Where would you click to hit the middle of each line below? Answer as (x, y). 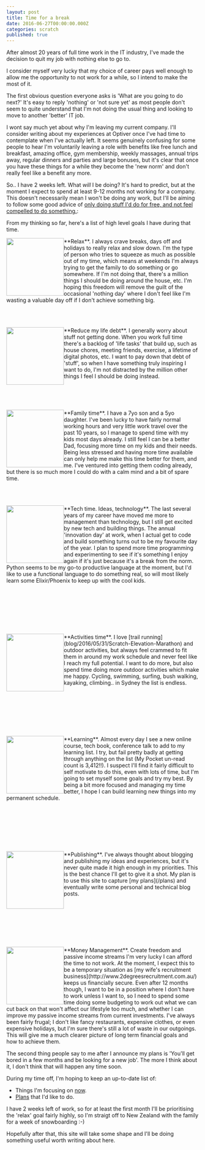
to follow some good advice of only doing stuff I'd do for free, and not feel (100, 205)
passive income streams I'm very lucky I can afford (128, 957)
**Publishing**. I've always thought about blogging (129, 854)
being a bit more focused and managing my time (125, 785)
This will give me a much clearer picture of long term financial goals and (97, 1035)
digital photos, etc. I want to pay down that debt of (127, 356)
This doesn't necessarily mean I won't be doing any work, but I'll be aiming (101, 198)
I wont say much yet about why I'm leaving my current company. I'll (91, 127)
